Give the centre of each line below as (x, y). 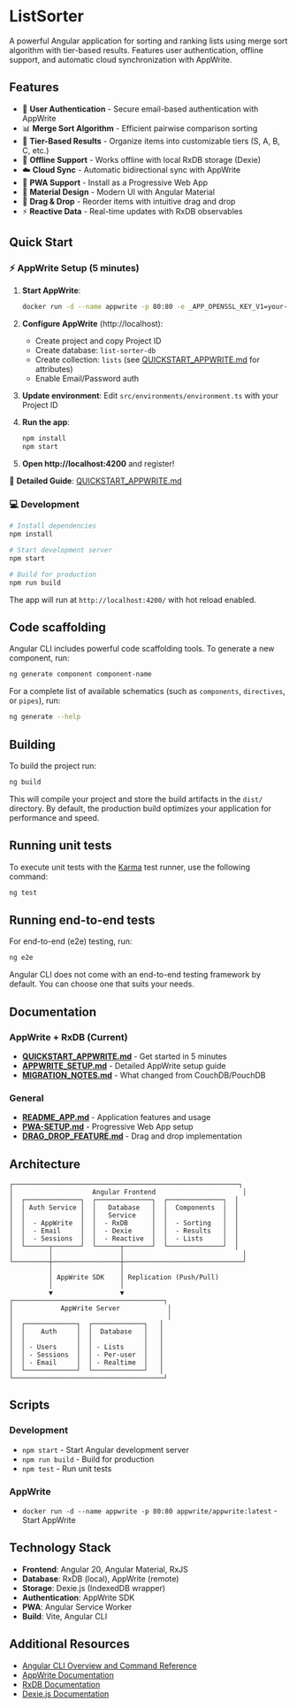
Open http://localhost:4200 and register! (98, 464)
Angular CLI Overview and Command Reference (109, 1665)
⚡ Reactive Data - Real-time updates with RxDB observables (132, 211)
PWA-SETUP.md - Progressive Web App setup (107, 1127)
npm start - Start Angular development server (106, 1449)
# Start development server (61, 551)
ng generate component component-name (80, 675)
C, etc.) (35, 150)
